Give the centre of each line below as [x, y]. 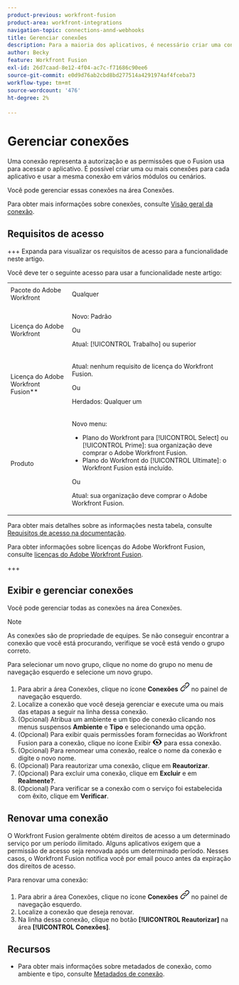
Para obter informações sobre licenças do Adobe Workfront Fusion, [106, 546]
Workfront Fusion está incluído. [128, 468]
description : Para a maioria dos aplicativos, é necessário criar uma [114, 45]
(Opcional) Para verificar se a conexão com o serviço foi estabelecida [120, 788]
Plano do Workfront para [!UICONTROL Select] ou [155, 438]
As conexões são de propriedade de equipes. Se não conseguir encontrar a [118, 636]
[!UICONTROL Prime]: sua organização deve [147, 445]
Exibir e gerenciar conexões [70, 591]
